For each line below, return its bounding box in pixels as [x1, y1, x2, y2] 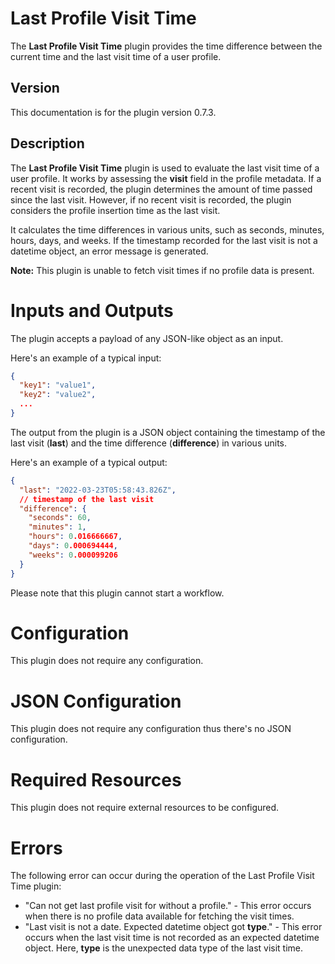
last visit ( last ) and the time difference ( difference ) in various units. [10, 437, 288, 449]
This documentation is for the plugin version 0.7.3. [10, 106, 217, 118]
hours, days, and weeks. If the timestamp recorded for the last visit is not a [10, 234, 318, 246]
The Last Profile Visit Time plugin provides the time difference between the [10, 40, 323, 52]
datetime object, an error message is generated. [10, 245, 209, 257]
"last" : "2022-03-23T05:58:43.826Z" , [19, 485, 177, 495]
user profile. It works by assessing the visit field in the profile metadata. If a [10, 172, 322, 184]
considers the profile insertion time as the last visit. [10, 204, 221, 216]
